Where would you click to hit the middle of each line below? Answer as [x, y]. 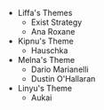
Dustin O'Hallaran [63, 79]
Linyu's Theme [45, 88]
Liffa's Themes [45, 13]
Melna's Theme [46, 60]
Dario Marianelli [60, 69]
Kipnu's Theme [45, 41]
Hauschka [49, 51]
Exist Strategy [56, 22]
